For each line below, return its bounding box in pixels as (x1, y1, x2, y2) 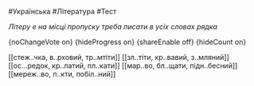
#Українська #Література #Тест (8, 7, 117, 16)
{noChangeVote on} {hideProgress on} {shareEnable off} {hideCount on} (8, 37, 247, 47)
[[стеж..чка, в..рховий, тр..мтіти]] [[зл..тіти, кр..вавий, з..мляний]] (8, 53, 229, 62)
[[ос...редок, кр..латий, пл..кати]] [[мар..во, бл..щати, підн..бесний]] (8, 61, 238, 70)
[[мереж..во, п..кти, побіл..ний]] (8, 69, 116, 78)
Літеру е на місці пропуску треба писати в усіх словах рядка (8, 22, 217, 31)
